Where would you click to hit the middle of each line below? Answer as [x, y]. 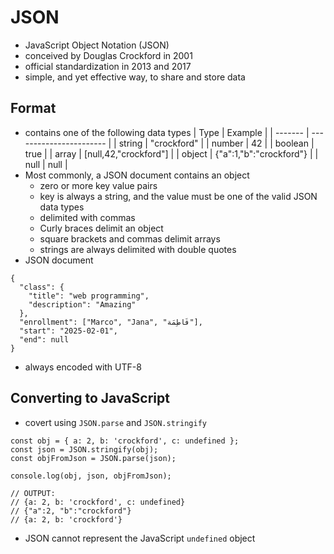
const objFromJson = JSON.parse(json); [93, 458]
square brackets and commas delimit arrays [130, 238]
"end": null [44, 339]
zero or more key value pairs [98, 185]
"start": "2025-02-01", [68, 331]
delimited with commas [87, 217]
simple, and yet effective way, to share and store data [135, 77]
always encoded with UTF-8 [83, 367]
